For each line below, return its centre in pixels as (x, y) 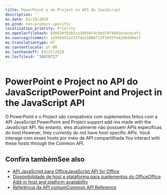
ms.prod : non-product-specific (38, 24)
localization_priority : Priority (40, 29)
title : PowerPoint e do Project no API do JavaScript (63, 10)
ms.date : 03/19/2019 (27, 19)
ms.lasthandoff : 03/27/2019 (35, 52)
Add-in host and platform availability (50, 182)
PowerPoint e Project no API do (72, 81)
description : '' (22, 15)
